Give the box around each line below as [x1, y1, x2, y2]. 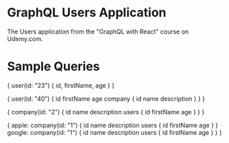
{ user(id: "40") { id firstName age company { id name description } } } [7, 94, 206, 103]
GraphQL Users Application [7, 5, 167, 21]
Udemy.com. [7, 34, 43, 42]
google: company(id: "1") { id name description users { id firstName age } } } [7, 128, 222, 136]
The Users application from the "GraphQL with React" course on [7, 27, 189, 36]
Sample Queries [7, 59, 101, 75]
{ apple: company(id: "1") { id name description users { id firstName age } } [7, 121, 219, 129]
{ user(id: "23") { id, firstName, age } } [7, 81, 115, 90]
